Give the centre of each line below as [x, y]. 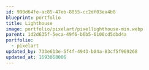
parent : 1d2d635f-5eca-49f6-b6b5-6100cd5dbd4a [66, 35]
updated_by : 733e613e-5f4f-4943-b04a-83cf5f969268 [72, 52]
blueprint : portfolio [33, 18]
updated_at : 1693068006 [36, 57]
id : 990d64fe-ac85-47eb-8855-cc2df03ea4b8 [61, 12]
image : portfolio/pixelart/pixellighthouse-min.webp [74, 29]
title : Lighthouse [29, 23]
